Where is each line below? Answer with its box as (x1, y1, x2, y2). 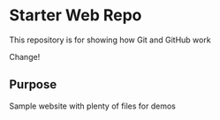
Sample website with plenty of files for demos (9, 101, 177, 111)
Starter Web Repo (9, 5, 142, 26)
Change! (9, 51, 41, 62)
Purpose (9, 77, 57, 93)
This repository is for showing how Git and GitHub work (9, 34, 211, 45)
